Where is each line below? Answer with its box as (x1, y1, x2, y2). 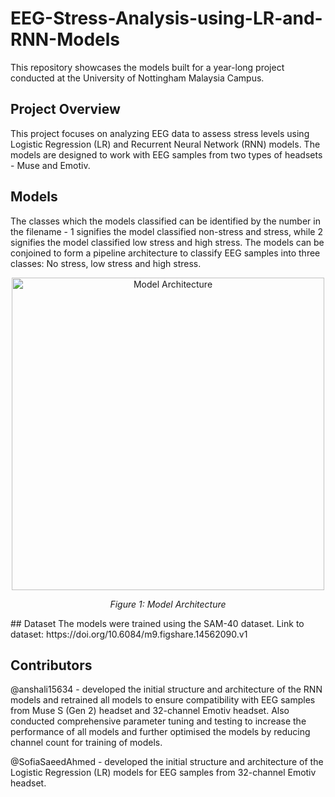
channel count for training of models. (10, 737, 163, 749)
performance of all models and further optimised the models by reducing (10, 726, 311, 738)
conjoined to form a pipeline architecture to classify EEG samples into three (10, 247, 321, 259)
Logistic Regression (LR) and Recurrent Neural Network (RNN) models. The (10, 138, 321, 150)
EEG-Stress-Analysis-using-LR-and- (10, 7, 323, 30)
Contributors (10, 657, 93, 674)
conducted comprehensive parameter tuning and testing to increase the (10, 715, 307, 727)
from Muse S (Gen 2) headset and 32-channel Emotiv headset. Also (10, 705, 290, 717)
